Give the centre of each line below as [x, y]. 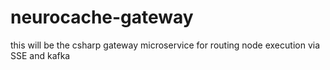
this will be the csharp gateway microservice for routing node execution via [165, 45]
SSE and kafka [40, 55]
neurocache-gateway [102, 17]
